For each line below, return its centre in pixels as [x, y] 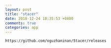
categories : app [22, 28]
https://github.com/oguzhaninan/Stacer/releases [56, 41]
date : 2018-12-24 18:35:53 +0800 [39, 18]
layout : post [18, 9]
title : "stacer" [22, 14]
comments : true [21, 23]
